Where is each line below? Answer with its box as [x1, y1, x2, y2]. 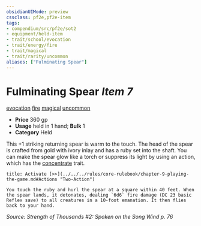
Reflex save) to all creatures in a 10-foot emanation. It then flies [6, 197, 187, 204]
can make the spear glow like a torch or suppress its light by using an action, [6, 153, 196, 161]
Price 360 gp [14, 116, 48, 123]
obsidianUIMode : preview [6, 8, 68, 15]
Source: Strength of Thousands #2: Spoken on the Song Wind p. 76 [6, 213, 173, 221]
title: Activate [6, 171, 47, 177]
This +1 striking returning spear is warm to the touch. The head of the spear [6, 140, 193, 147]
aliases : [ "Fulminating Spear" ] [6, 59, 87, 65]
